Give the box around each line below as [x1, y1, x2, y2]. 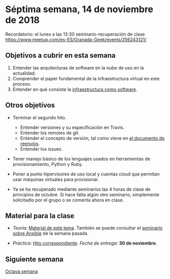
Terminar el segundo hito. [12, 114, 67, 120]
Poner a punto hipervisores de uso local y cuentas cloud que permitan [12, 171, 160, 177]
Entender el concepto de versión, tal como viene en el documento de [20, 135, 165, 141]
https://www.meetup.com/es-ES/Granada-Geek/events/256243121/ [5, 37, 147, 43]
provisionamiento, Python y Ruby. [12, 161, 83, 167]
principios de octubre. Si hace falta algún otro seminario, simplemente [12, 191, 160, 197]
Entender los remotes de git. [20, 129, 80, 135]
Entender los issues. [20, 146, 63, 152]
